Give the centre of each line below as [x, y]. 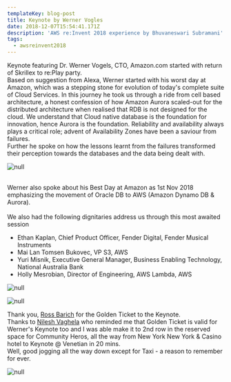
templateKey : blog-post [41, 13]
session [18, 224]
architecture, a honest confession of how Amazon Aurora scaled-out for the [115, 102]
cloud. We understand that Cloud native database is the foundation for [107, 117]
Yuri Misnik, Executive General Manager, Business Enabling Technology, [120, 259]
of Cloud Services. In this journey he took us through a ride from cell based [114, 95]
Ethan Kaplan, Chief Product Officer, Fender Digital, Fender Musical [113, 238]
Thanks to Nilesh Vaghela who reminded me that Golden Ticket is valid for [112, 322]
